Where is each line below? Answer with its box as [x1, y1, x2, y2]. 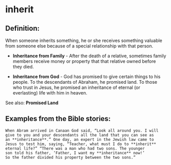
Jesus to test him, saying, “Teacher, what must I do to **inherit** [5, 142, 157, 147]
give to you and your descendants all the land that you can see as [5, 132, 154, 137]
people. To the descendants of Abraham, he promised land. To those [12, 79, 157, 85]
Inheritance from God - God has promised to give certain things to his [12, 74, 161, 80]
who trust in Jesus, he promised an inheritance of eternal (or [12, 84, 140, 90]
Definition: [5, 24, 40, 33]
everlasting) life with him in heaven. [12, 90, 88, 96]
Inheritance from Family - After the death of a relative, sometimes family [12, 53, 166, 59]
